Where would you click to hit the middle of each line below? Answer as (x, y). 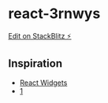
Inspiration (35, 64)
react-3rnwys (54, 14)
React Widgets (43, 83)
